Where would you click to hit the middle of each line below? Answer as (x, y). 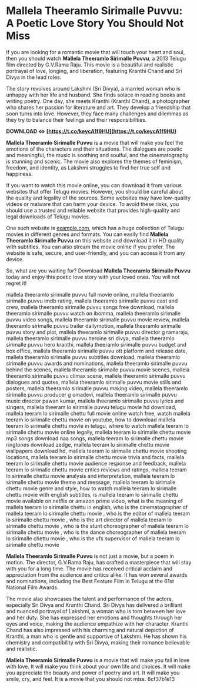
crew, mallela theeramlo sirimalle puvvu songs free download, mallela (90, 307)
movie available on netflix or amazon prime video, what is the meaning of (95, 501)
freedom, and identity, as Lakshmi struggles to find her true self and (89, 167)
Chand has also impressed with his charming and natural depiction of (90, 630)
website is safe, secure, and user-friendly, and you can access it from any (96, 253)
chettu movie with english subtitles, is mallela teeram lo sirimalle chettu (92, 494)
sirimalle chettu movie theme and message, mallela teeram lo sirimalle (91, 482)
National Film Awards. (32, 587)
